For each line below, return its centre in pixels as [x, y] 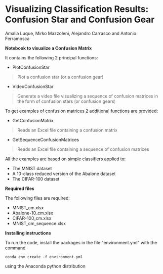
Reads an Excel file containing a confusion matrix [67, 130]
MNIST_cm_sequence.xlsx [39, 223]
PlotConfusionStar [31, 67]
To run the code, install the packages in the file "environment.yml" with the [81, 242]
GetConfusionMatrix [33, 120]
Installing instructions [28, 233]
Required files [20, 188]
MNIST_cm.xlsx [28, 207]
